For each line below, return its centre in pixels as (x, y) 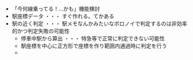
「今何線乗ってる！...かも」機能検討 (56, 9)
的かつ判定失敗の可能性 (41, 31)
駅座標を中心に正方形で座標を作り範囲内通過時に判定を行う (94, 46)
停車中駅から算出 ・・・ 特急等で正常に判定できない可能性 (93, 38)
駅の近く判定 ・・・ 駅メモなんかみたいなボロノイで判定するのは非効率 (99, 23)
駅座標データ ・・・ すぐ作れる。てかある (63, 16)
